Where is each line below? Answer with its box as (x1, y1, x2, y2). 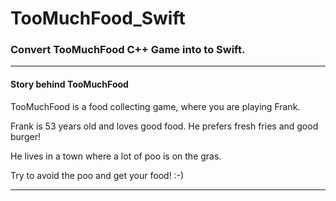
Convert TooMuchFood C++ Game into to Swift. (10, 43, 246, 57)
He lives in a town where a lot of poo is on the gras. (10, 150, 222, 162)
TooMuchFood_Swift (10, 7, 186, 30)
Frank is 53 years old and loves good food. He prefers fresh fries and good (10, 120, 319, 132)
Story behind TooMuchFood (10, 78, 129, 91)
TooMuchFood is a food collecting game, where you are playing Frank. (10, 100, 301, 112)
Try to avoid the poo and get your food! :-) (10, 169, 185, 181)
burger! (10, 130, 41, 142)
